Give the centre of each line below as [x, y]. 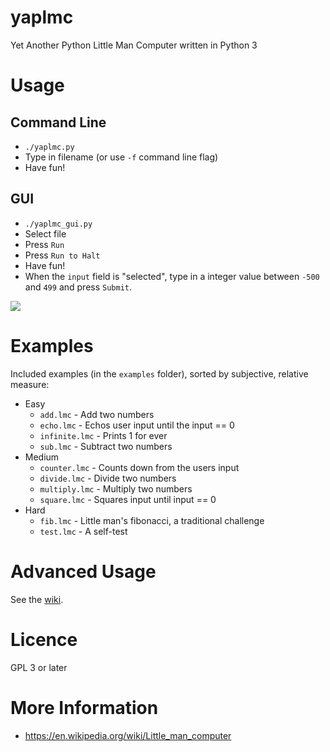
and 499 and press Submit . [78, 287]
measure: [30, 384]
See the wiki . [37, 599]
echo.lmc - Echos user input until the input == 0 [137, 425]
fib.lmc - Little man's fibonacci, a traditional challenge [152, 520]
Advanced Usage [83, 571]
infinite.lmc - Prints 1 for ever [103, 435]
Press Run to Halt [62, 255]
